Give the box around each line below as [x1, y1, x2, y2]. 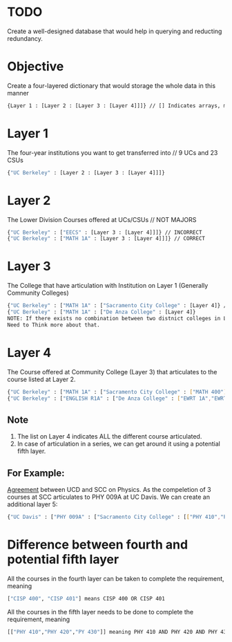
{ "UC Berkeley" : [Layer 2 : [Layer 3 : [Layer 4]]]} [7, 169, 166, 176]
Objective [7, 59, 64, 75]
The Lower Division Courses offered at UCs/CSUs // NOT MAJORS [7, 215, 197, 223]
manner [7, 89, 30, 97]
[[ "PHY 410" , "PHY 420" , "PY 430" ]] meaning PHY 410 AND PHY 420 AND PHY [7, 628, 217, 635]
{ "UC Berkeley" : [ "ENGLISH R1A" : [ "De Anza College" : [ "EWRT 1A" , [7, 395, 212, 402]
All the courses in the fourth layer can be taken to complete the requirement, [7, 574, 224, 583]
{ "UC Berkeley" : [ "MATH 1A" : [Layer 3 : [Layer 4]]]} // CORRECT [7, 235, 206, 242]
